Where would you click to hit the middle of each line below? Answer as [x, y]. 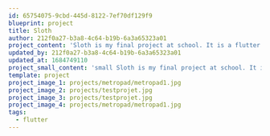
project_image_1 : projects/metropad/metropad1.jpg [95, 82]
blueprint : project [41, 23]
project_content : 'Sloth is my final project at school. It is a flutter [135, 46]
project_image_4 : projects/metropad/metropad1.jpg [95, 105]
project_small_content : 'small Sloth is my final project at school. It [133, 68]
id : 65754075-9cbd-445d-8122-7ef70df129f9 [80, 16]
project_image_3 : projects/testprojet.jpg [80, 98]
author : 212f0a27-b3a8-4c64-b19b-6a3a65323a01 [88, 38]
